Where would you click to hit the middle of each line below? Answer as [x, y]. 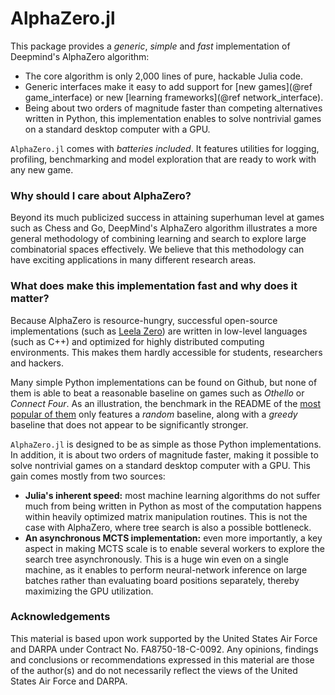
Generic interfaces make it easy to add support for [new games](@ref [168, 86]
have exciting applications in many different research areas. [133, 260]
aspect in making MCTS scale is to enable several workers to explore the [174, 548]
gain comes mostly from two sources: [88, 476]
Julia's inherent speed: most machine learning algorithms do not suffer [172, 495]
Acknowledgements [60, 617]
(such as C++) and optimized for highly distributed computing [137, 341]
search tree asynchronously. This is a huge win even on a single [156, 559]
